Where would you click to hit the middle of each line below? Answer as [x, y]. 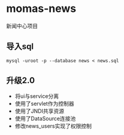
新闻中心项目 [22, 26]
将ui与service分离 [37, 96]
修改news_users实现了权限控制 [53, 126]
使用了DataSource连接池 [45, 118]
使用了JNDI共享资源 [40, 111]
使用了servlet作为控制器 [44, 103]
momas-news [41, 9]
